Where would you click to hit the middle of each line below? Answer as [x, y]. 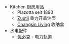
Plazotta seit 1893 [35, 12]
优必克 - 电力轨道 [34, 37]
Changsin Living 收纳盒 [41, 24]
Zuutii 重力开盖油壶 [36, 18]
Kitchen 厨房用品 [27, 7]
